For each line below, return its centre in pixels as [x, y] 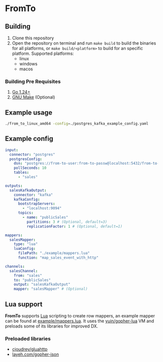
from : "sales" [28, 275]
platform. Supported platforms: [43, 53]
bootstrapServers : [36, 204]
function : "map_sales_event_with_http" [58, 258]
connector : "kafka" [33, 195]
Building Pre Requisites [33, 82]
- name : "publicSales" [45, 217]
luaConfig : [25, 249]
